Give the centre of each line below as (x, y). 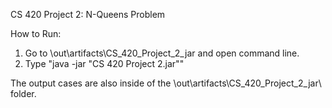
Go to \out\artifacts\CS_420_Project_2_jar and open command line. (162, 53)
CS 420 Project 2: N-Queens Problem (88, 14)
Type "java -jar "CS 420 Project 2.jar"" (104, 63)
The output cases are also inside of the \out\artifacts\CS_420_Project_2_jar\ (166, 83)
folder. (23, 93)
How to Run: (36, 33)
